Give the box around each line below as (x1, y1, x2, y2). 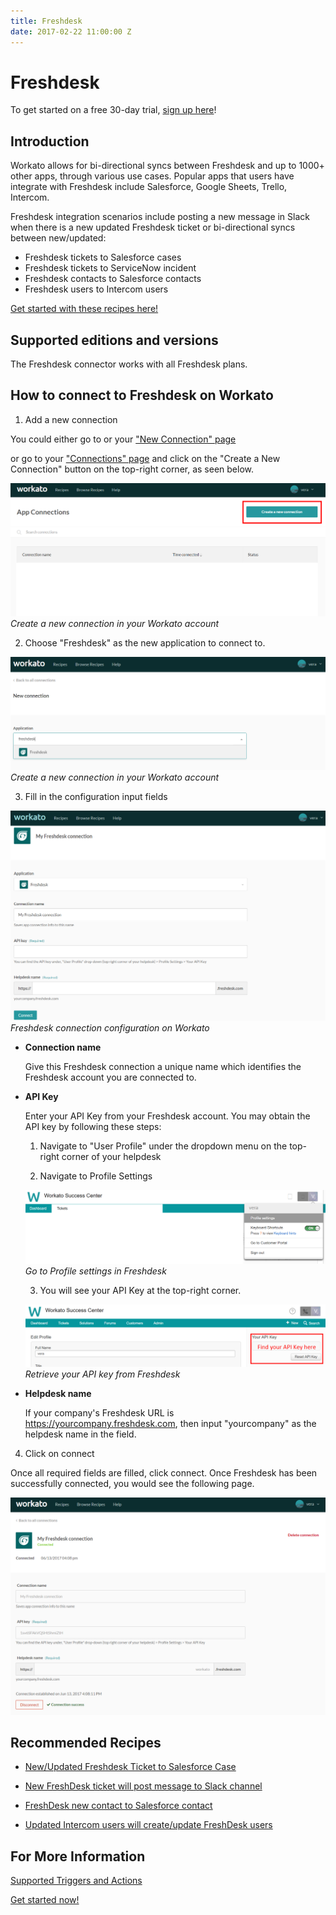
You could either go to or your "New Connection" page (10, 433, 237, 445)
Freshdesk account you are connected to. (24, 1071, 197, 1083)
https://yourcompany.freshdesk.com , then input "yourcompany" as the (24, 1418, 317, 1430)
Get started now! (10, 1894, 80, 1906)
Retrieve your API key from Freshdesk (24, 1368, 181, 1380)
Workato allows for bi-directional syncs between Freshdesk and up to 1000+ (10, 160, 325, 172)
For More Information (10, 1848, 146, 1865)
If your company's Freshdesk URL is (24, 1407, 175, 1419)
